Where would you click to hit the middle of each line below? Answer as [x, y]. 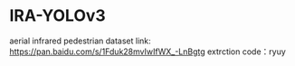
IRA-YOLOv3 [57, 16]
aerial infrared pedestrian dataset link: [80, 41]
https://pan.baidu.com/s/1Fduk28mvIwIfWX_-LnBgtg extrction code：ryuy [148, 52]
